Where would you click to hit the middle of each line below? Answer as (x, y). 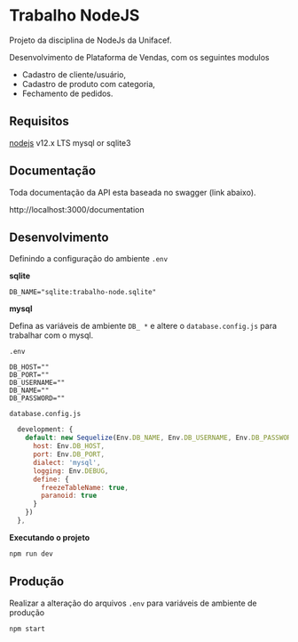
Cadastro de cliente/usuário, (74, 74)
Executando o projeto (50, 537)
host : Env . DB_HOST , (68, 446)
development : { (45, 429)
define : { (51, 479)
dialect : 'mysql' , (67, 462)
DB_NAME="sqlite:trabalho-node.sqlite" (83, 293)
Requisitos (39, 121)
